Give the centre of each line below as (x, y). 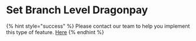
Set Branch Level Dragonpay (77, 10)
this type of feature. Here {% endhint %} (55, 32)
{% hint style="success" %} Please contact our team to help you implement (98, 26)
